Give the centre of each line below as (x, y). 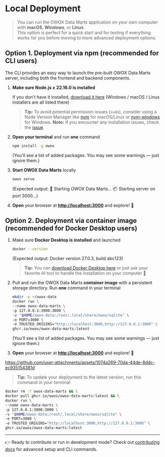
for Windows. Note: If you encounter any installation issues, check (92, 122)
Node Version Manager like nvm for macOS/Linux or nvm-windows (92, 117)
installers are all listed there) (41, 102)
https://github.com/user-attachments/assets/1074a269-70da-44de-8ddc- (80, 363)
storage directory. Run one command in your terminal (66, 288)
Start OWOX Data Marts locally (44, 170)
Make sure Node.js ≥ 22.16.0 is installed (54, 87)
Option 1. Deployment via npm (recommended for (82, 53)
